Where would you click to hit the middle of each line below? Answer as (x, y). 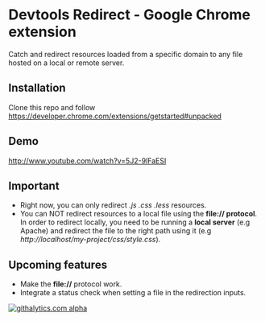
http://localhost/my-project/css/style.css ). (90, 240)
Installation (37, 88)
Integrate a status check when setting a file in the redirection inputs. (133, 293)
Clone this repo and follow (52, 107)
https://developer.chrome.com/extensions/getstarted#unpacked (115, 116)
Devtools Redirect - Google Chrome (130, 15)
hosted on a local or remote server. (66, 63)
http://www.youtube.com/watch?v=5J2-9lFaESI (87, 160)
